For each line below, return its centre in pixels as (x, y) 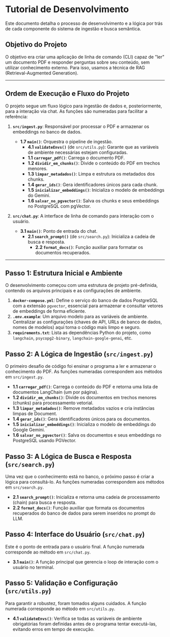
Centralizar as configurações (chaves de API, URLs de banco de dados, (87, 322)
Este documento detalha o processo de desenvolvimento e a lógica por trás (84, 23)
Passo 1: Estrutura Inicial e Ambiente (64, 273)
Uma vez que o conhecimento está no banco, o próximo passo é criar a (80, 476)
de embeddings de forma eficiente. (49, 311)
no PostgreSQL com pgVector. (59, 206)
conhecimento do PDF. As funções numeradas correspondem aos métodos (84, 372)
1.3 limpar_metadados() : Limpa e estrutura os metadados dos (91, 174)
